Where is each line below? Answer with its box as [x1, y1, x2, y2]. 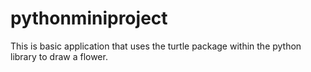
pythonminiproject [10, 7, 168, 30]
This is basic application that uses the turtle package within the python [10, 40, 302, 52]
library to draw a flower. [10, 50, 108, 62]
